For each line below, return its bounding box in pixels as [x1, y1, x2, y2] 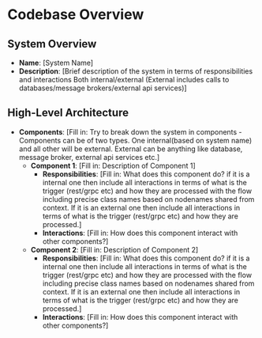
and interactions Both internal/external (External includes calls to [18, 75, 230, 84]
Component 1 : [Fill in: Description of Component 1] [30, 161, 196, 170]
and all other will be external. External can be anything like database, [18, 144, 243, 154]
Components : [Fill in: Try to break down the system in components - [18, 127, 242, 136]
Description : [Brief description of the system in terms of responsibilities [18, 66, 253, 76]
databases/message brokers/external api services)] [18, 83, 187, 93]
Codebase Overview [7, 6, 144, 24]
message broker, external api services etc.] [18, 152, 160, 161]
